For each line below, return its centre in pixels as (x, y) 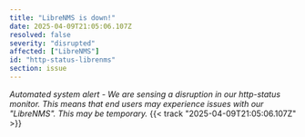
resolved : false (40, 34)
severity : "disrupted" (52, 43)
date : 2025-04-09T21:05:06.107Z (71, 26)
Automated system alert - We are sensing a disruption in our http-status (145, 94)
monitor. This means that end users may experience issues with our (137, 103)
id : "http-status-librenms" (63, 60)
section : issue (38, 69)
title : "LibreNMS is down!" (63, 18)
